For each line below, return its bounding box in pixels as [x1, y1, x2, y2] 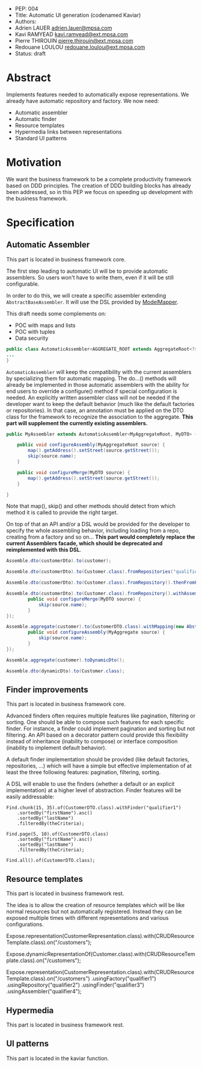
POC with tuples [14, 328, 55, 335]
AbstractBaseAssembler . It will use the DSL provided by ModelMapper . [6, 298, 179, 305]
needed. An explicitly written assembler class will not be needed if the [6, 394, 180, 401]
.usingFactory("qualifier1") [91, 975, 156, 982]
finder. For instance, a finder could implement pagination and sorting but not [6, 725, 195, 732]
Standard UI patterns [14, 134, 67, 142]
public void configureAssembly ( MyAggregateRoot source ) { [17, 442, 165, 448]
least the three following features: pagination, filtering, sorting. [6, 769, 161, 776]
